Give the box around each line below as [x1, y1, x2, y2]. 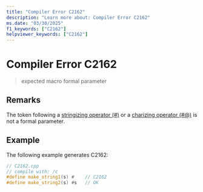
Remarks [6, 95, 41, 105]
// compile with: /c [6, 168, 59, 174]
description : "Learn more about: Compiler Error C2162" [6, 15, 150, 21]
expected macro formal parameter [21, 78, 107, 85]
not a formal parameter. [6, 118, 65, 125]
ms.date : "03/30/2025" [6, 20, 64, 26]
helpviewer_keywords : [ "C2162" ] [6, 31, 88, 38]
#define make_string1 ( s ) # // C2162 [6, 174, 107, 180]
